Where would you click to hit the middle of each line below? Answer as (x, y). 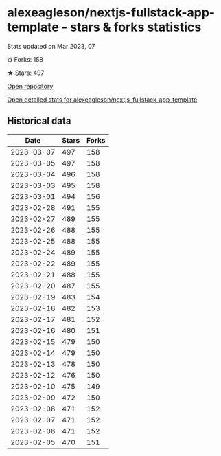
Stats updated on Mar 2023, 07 (51, 46)
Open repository (30, 86)
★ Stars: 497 (26, 73)
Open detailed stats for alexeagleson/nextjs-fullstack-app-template (102, 99)
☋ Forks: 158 (25, 59)
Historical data (39, 121)
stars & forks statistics (136, 27)
